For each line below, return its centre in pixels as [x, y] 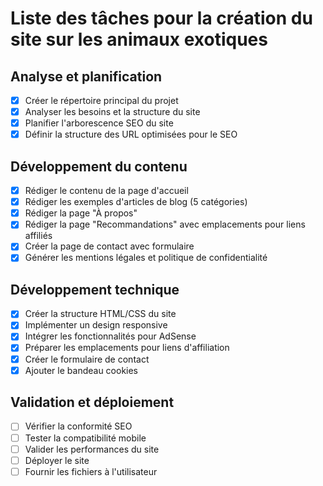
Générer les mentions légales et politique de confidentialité [146, 258]
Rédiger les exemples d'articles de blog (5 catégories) [136, 202]
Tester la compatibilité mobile [85, 438]
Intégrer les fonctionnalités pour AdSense [110, 336]
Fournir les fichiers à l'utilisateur [91, 471]
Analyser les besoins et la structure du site [112, 112]
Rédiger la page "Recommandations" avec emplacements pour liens [165, 224]
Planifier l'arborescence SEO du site [99, 123]
